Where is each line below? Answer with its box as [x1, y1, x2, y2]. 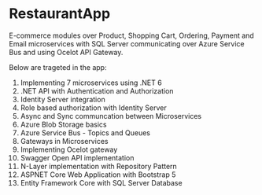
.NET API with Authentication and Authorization [20, 86, 174, 95]
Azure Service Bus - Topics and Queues [20, 127, 150, 138]
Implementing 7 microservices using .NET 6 [20, 78, 162, 87]
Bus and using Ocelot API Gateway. [9, 47, 124, 57]
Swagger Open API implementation [20, 153, 135, 162]
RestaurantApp [9, 5, 111, 23]
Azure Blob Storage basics [20, 120, 107, 129]
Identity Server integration [20, 94, 105, 104]
